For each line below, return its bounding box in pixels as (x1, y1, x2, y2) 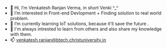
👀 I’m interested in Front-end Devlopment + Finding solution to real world (10, 10, 161, 16)
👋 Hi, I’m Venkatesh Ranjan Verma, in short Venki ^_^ (10, 5, 119, 10)
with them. (10, 31, 32, 37)
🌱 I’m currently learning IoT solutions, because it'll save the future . (10, 20, 149, 26)
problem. (10, 15, 29, 21)
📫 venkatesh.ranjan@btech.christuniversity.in (10, 37, 106, 42)
